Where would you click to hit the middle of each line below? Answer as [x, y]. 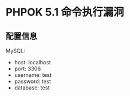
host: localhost [33, 62]
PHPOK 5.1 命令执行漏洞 [65, 12]
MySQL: [16, 51]
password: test [33, 81]
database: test [32, 88]
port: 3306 [28, 69]
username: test [33, 75]
